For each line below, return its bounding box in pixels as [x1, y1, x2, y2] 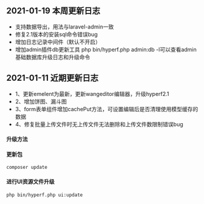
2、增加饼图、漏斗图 [15, 98, 67, 105]
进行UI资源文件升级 [6, 178, 55, 185]
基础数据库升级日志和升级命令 [15, 53, 90, 61]
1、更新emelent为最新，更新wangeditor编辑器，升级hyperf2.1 [15, 90, 169, 97]
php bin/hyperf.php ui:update [6, 192, 83, 198]
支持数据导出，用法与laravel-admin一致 [15, 23, 114, 30]
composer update [6, 165, 47, 171]
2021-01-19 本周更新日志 [6, 5, 100, 16]
